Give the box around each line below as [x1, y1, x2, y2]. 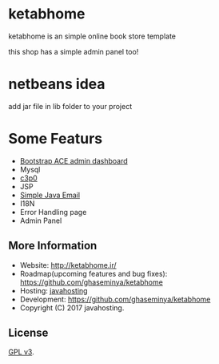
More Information [8, 239, 98, 253]
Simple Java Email [19, 190, 81, 200]
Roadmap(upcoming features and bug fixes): [19, 269, 168, 278]
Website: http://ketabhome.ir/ [19, 260, 117, 269]
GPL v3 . [8, 347, 34, 357]
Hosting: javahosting [19, 285, 88, 295]
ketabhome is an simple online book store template [8, 31, 177, 41]
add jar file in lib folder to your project [8, 101, 133, 111]
